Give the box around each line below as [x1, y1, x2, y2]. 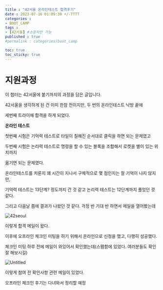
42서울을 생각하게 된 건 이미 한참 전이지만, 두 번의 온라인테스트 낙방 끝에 [5, 102, 143, 108]
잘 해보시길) [5, 250, 28, 256]
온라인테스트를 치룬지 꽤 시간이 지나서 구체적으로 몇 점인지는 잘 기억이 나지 [5, 170, 147, 176]
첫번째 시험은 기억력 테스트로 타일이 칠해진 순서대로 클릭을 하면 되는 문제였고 [5, 133, 151, 139]
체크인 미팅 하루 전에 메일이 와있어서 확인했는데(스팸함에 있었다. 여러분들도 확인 [5, 244, 157, 250]
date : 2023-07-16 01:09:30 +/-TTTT [5, 12, 80, 17]
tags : [5, 25, 19, 30]
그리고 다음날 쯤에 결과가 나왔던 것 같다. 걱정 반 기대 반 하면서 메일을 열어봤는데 [5, 203, 156, 209]
